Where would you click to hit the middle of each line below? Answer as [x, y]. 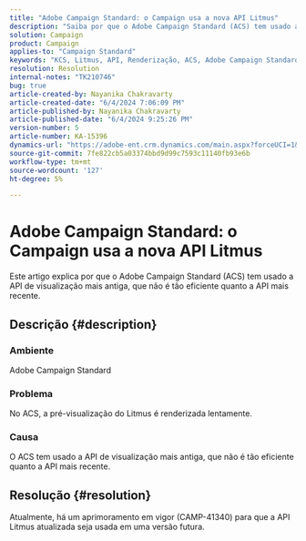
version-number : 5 [44, 128]
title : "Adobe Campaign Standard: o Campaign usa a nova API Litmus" [144, 18]
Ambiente [32, 350]
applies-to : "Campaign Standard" [73, 52]
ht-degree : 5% [36, 179]
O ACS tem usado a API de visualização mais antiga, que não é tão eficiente [152, 457]
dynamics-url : [36, 145]
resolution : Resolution [55, 69]
